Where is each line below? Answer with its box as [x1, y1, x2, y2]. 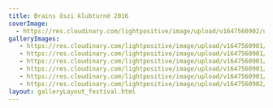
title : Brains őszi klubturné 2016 [8, 11, 129, 20]
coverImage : [8, 19, 49, 28]
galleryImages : [8, 34, 60, 43]
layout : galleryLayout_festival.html [8, 87, 136, 96]
